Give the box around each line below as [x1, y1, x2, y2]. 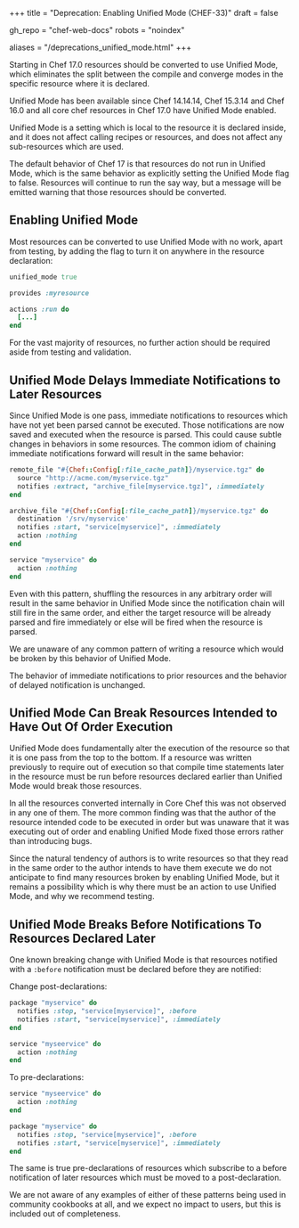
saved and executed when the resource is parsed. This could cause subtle [9, 430, 282, 439]
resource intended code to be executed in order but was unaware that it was [9, 817, 290, 828]
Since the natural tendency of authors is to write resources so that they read [9, 853, 289, 864]
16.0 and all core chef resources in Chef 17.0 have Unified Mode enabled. [9, 105, 277, 115]
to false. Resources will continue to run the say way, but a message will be [9, 177, 282, 188]
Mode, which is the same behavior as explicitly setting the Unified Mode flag [9, 168, 290, 178]
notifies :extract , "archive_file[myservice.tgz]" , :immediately [17, 481, 265, 491]
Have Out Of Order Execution [9, 719, 174, 734]
